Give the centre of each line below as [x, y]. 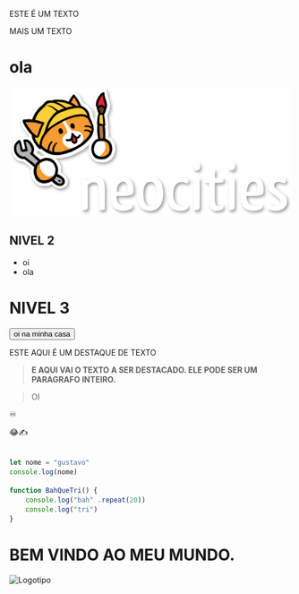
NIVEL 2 [32, 241]
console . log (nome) [43, 472]
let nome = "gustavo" [50, 462]
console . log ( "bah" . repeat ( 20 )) [85, 500]
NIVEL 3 [39, 308]
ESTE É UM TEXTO [44, 14]
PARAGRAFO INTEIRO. [73, 379]
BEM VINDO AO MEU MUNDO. [122, 555]
